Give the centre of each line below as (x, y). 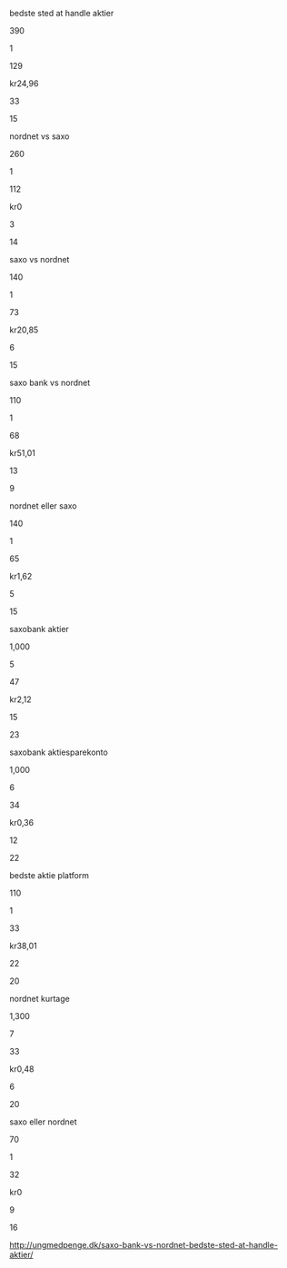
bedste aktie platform (49, 875)
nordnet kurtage (40, 999)
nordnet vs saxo (40, 136)
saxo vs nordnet (40, 259)
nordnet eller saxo (43, 506)
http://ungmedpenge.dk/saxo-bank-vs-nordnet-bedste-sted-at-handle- (144, 1245)
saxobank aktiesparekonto (59, 752)
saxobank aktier (40, 629)
